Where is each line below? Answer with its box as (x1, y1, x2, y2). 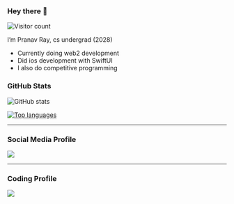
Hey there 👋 (7, 6, 47, 16)
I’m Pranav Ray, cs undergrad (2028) (7, 36, 113, 44)
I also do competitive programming (17, 64, 118, 72)
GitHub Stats (7, 81, 52, 91)
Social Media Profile (7, 134, 77, 144)
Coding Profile (7, 173, 57, 183)
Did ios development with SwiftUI (17, 56, 113, 65)
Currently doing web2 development (17, 49, 120, 58)
